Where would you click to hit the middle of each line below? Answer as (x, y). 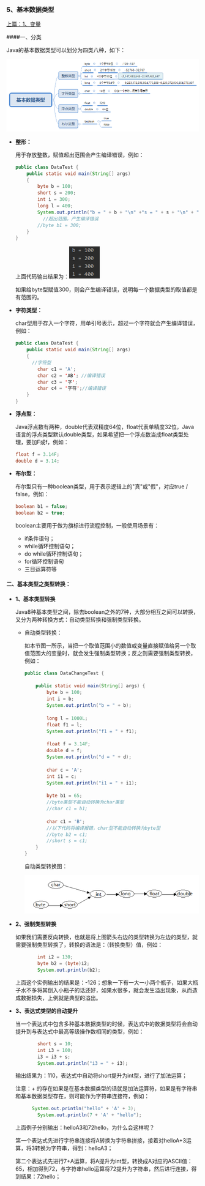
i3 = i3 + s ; (54, 1057)
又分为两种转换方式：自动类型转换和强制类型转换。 (80, 619)
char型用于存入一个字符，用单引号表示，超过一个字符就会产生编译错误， (107, 323)
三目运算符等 (40, 569)
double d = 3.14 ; (37, 461)
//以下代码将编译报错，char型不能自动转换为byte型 (103, 828)
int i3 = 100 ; (55, 1050)
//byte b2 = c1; (67, 834)
